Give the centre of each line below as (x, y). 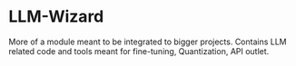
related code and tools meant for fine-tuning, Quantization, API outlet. (139, 51)
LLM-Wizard (56, 17)
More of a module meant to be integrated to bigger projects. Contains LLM (148, 42)
